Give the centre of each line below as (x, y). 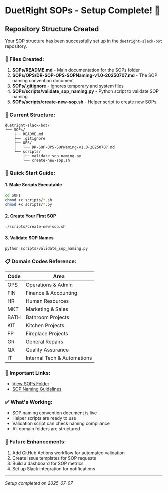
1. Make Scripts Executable (34, 185)
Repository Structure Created (52, 29)
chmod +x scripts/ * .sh (29, 200)
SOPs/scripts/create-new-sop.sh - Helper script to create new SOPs (84, 102)
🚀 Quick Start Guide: (30, 173)
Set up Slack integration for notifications (54, 469)
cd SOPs (13, 195)
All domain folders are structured (46, 429)
